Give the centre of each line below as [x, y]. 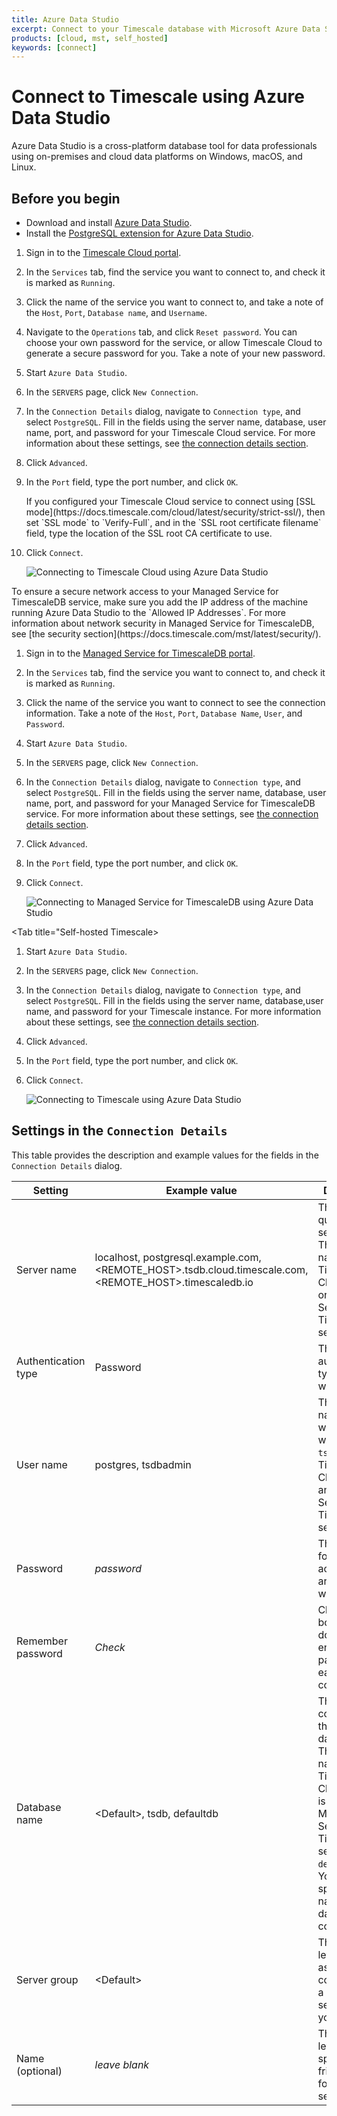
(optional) [39, 2071]
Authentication [51, 1361]
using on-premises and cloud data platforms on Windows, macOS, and [157, 157]
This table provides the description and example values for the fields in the [165, 1155]
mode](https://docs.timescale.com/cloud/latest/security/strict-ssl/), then [175, 512]
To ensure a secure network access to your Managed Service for [145, 591]
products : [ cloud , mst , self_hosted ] [90, 38]
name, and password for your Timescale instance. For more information [173, 1011]
